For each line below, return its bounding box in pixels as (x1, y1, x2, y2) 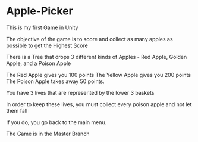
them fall (6, 107, 28, 114)
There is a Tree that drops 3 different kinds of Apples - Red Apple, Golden (6, 53, 187, 60)
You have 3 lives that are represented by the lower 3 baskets (6, 89, 155, 96)
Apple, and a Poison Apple (6, 60, 71, 67)
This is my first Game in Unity (6, 24, 78, 31)
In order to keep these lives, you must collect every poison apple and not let (6, 100, 192, 108)
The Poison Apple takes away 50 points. (6, 78, 105, 85)
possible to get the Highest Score (6, 42, 88, 49)
